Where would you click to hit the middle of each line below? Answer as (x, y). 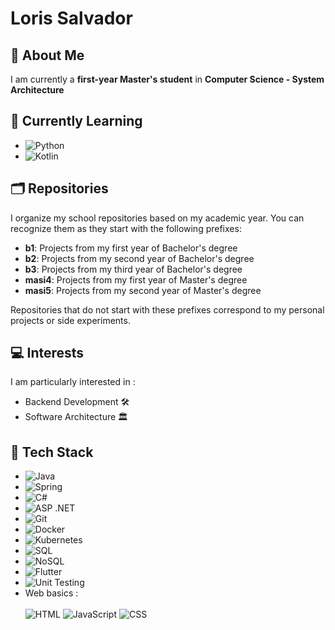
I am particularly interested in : (73, 382)
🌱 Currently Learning (76, 121)
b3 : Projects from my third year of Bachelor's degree (133, 269)
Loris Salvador (71, 18)
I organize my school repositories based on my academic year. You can (157, 218)
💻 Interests (47, 353)
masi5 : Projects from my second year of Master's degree (143, 290)
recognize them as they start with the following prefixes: (126, 228)
